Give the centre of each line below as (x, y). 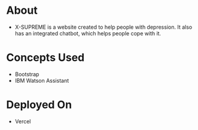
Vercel (23, 121)
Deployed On (39, 105)
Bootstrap (27, 74)
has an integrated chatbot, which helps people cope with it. (88, 33)
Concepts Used (45, 58)
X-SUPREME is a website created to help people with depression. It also (103, 27)
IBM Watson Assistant (42, 80)
